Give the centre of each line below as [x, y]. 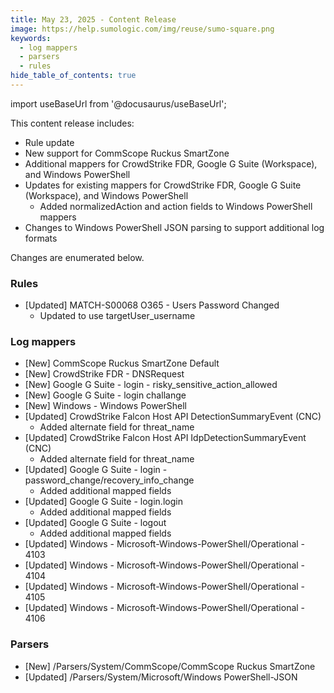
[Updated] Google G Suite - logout [95, 523]
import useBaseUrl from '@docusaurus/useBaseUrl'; [118, 103]
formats [41, 238]
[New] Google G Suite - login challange [105, 395]
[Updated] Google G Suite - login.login [103, 502]
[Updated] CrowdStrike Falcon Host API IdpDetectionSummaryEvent [165, 438]
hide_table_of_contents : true [73, 76]
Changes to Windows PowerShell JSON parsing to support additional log [174, 227]
